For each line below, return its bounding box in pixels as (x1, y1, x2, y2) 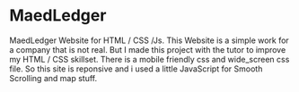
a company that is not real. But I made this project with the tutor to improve (9, 44, 286, 54)
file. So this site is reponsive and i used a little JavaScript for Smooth (9, 63, 263, 74)
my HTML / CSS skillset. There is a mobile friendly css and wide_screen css (9, 54, 290, 64)
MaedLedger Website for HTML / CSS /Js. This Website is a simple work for (9, 35, 289, 46)
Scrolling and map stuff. (9, 72, 97, 83)
